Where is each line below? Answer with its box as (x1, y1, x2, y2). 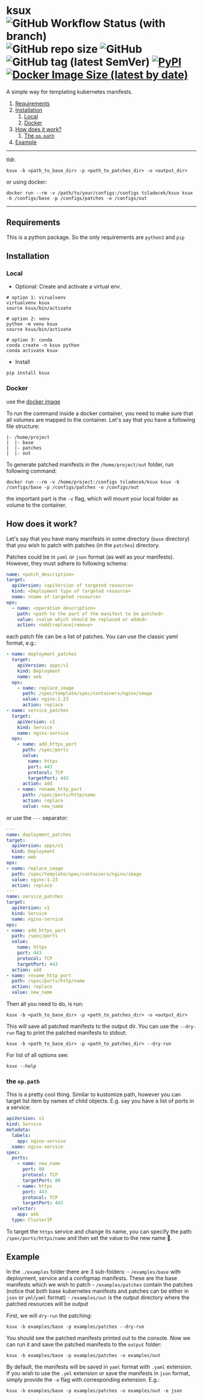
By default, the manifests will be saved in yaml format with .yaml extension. (6, 1363, 193, 1370)
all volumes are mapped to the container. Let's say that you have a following (6, 416, 195, 423)
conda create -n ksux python (6, 342, 80, 348)
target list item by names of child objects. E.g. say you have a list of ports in (6, 1098, 195, 1105)
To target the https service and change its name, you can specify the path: (6, 1228, 193, 1235)
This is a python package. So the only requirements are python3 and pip (6, 233, 185, 241)
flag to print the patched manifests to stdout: (16, 1029, 127, 1036)
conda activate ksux (6, 348, 59, 354)
